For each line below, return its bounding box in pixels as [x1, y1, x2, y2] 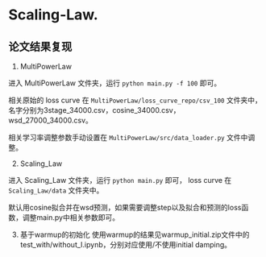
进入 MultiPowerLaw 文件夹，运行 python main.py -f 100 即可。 [8, 78, 222, 88]
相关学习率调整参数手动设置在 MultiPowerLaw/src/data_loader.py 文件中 [8, 133, 248, 142]
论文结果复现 [8, 39, 73, 53]
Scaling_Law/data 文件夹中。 [8, 185, 104, 195]
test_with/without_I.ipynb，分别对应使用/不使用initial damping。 [19, 240, 232, 249]
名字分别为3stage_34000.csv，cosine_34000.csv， [8, 106, 181, 114]
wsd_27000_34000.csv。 [8, 115, 93, 125]
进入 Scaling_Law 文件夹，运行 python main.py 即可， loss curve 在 [8, 176, 232, 184]
